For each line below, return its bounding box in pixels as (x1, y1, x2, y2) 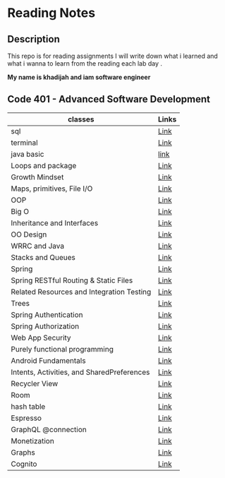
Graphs (11, 447, 35, 457)
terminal (11, 138, 38, 148)
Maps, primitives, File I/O (11, 184, 93, 193)
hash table (11, 401, 46, 411)
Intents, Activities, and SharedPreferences (11, 367, 150, 377)
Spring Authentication (11, 309, 83, 319)
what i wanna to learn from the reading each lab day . (7, 59, 163, 68)
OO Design (11, 229, 47, 239)
